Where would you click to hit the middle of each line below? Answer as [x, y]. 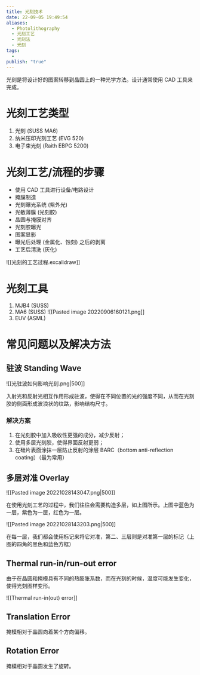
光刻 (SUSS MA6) [36, 131]
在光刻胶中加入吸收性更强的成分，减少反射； [70, 435]
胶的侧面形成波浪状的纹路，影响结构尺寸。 [59, 404]
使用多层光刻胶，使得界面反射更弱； [59, 442]
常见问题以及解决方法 [59, 344]
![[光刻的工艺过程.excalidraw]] [43, 262]
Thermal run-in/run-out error [61, 563]
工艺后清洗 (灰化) [36, 250]
